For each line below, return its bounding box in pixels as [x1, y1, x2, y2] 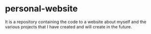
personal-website [5, 3, 78, 14]
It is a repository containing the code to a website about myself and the [5, 19, 147, 25]
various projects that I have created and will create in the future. [5, 24, 132, 29]
